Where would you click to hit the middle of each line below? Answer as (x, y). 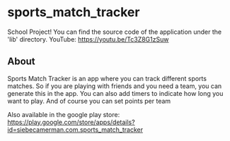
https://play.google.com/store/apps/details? (71, 122)
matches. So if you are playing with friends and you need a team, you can (115, 86)
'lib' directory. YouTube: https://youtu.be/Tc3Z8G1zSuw (88, 39)
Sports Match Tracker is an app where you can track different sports (107, 78)
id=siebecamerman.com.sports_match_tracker (75, 129)
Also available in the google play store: (64, 114)
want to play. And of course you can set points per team (89, 101)
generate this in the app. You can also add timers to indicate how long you (115, 93)
